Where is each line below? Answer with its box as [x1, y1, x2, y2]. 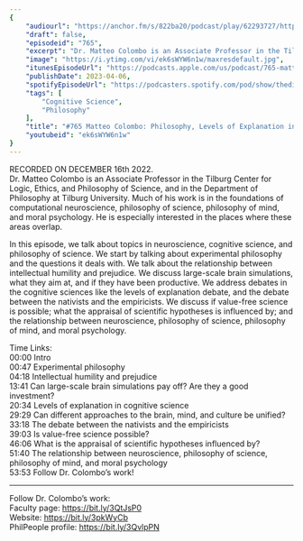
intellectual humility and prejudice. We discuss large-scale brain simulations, [9, 267, 293, 278]
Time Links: [9, 342, 52, 353]
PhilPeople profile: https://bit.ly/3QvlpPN [9, 521, 161, 532]
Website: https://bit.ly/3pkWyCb [9, 511, 129, 523]
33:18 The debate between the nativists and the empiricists [9, 418, 230, 429]
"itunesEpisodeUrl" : [25, 64, 103, 73]
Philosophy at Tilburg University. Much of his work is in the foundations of [9, 192, 284, 203]
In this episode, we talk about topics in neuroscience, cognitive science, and [9, 238, 293, 249]
